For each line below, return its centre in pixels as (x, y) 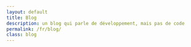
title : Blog (21, 18)
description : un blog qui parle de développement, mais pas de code (95, 23)
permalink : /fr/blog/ (34, 29)
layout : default (27, 12)
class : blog (21, 35)
